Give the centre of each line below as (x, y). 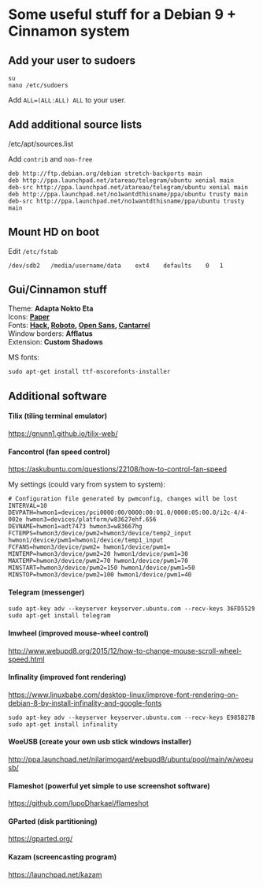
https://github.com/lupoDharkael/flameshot (78, 803)
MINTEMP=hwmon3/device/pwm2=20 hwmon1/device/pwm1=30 (98, 554)
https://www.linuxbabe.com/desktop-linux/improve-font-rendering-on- (123, 695)
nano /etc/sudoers (38, 85)
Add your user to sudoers (72, 60)
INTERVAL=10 (28, 506)
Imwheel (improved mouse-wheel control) (79, 633)
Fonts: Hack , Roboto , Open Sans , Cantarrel (80, 326)
